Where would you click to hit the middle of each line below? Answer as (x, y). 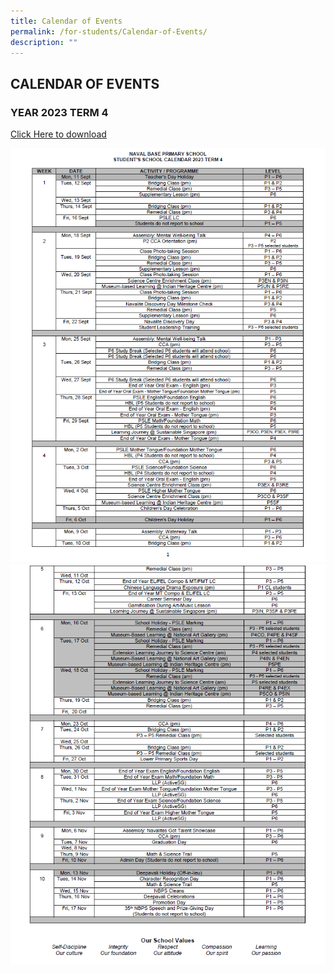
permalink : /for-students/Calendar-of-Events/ (109, 31)
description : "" (44, 42)
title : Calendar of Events (66, 21)
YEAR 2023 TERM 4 (59, 112)
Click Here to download (58, 134)
